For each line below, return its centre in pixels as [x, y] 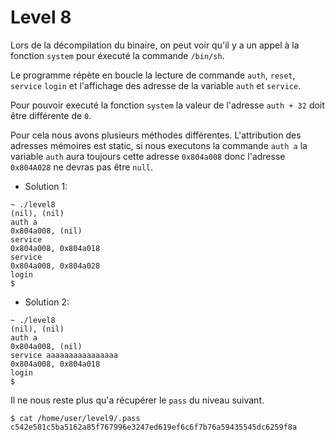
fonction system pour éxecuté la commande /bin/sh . [117, 55]
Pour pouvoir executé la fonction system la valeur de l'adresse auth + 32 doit [167, 105]
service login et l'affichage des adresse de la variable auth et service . [156, 85]
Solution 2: [47, 302]
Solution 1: [46, 186]
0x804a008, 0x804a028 [55, 266]
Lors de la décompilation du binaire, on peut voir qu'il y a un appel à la [155, 45]
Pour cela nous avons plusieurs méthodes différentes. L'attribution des [156, 135]
